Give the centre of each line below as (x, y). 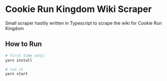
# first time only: (26, 55)
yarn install (19, 60)
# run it (14, 69)
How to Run (24, 44)
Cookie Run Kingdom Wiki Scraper (78, 9)
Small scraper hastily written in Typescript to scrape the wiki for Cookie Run (83, 23)
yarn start (17, 74)
